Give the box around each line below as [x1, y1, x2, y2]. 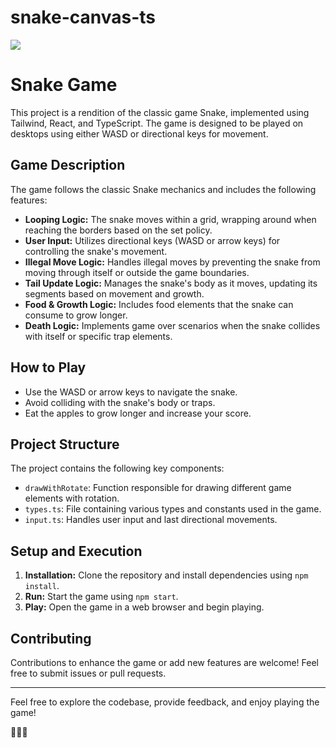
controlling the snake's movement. [24, 245, 168, 257]
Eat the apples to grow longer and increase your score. [24, 407, 252, 419]
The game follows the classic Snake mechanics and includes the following [10, 183, 317, 195]
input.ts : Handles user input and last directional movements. [24, 514, 278, 526]
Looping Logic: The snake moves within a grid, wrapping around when [24, 213, 317, 225]
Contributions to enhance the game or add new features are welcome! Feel [10, 656, 319, 668]
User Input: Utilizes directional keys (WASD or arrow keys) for [24, 234, 281, 246]
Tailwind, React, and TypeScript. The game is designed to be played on [10, 117, 304, 129]
